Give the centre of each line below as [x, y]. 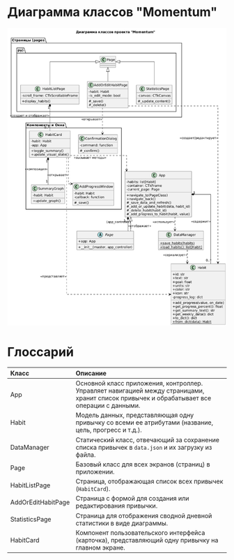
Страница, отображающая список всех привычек [149, 481]
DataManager [30, 447]
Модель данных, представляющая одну [135, 415]
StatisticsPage [31, 520]
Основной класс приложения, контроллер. [139, 384]
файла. [86, 455]
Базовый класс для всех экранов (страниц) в [143, 464]
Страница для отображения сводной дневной [144, 515]
